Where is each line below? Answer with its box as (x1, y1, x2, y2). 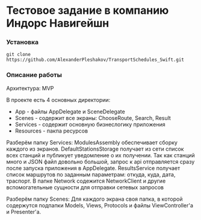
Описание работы (6, 71, 62, 79)
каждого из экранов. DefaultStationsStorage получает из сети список (6, 145, 184, 152)
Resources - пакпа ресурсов (14, 127, 88, 134)
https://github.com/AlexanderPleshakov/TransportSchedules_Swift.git (6, 57, 185, 63)
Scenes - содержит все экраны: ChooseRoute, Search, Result (14, 114, 172, 121)
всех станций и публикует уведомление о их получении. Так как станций (6, 151, 196, 159)
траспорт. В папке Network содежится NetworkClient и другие (6, 177, 166, 184)
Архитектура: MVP (6, 84, 54, 92)
